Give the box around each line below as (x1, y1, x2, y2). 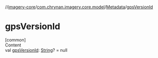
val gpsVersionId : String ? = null (5, 47, 67, 53)
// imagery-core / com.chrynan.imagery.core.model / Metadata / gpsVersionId (5, 4, 153, 10)
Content (5, 42, 21, 48)
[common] (5, 37, 26, 43)
